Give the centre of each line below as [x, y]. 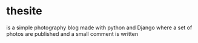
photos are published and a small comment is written [72, 33]
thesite [24, 11]
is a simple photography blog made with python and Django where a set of [99, 27]
